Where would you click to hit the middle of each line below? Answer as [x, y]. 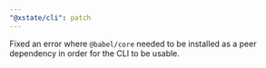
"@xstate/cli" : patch [50, 18]
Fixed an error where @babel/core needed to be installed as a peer [133, 44]
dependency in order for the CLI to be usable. [94, 53]
